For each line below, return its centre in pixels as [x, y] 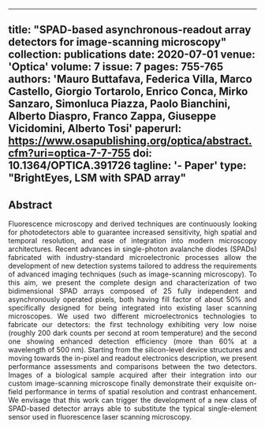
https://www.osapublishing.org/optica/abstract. [130, 141]
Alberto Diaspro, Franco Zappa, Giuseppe [112, 117]
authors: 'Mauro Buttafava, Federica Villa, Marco [130, 79]
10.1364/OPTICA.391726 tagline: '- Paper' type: [127, 166]
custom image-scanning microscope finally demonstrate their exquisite [125, 383]
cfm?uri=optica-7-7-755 [69, 154]
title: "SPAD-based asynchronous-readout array [130, 30]
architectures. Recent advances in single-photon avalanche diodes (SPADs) [132, 249]
